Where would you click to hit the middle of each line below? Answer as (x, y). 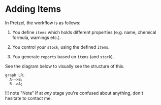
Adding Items (33, 9)
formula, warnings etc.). (36, 37)
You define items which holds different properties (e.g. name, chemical (84, 32)
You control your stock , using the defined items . (61, 47)
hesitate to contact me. (29, 98)
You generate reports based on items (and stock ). (63, 56)
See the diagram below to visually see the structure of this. (65, 66)
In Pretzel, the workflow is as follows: (43, 23)
